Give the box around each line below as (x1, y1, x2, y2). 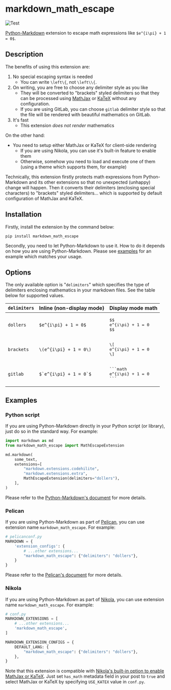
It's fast (12, 117, 29, 123)
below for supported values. (5, 292, 65, 299)
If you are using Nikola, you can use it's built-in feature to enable (20, 147, 157, 154)
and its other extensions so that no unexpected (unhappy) (29, 179, 151, 185)
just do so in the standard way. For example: (5, 428, 99, 434)
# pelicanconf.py (5, 534, 42, 539)
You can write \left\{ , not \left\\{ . (20, 79, 97, 85)
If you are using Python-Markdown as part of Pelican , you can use (5, 519, 145, 525)
